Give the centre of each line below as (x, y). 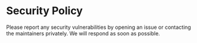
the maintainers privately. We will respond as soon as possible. (83, 33)
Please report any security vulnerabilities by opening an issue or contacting (99, 27)
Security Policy (45, 11)
